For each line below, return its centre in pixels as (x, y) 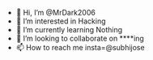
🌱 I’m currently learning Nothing (69, 30)
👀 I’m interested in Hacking (61, 21)
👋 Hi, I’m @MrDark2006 (55, 13)
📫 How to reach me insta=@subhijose (80, 47)
